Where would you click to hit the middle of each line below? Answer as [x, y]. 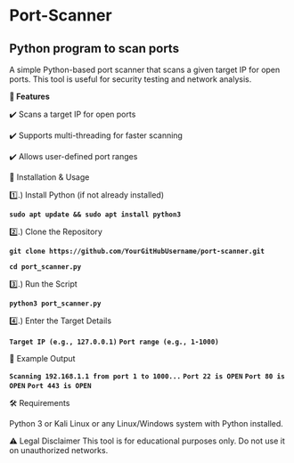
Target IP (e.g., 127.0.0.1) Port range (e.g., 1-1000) [114, 342]
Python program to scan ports [94, 49]
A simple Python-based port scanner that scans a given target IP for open [145, 69]
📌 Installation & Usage [49, 177]
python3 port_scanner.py [55, 304]
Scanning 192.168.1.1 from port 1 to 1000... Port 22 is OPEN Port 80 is [147, 377]
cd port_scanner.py [45, 267]
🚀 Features [30, 96]
